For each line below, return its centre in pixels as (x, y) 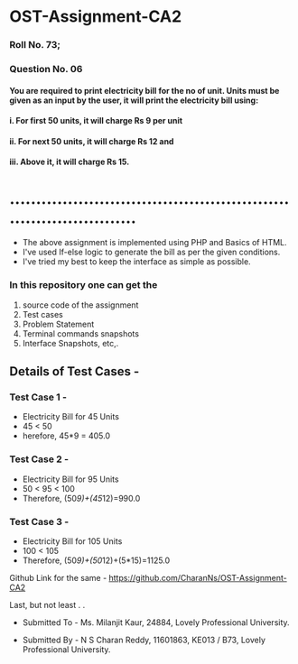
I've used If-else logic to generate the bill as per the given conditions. (151, 252)
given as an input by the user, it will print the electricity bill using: (134, 100)
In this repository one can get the (84, 285)
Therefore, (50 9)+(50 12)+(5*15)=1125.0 (96, 560)
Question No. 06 (46, 69)
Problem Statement (58, 324)
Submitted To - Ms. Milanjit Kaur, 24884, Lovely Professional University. (156, 622)
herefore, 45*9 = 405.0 (66, 436)
